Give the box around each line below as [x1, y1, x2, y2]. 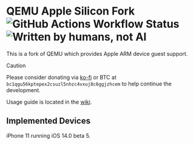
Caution [6, 62, 26, 69]
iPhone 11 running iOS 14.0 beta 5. [6, 132, 91, 139]
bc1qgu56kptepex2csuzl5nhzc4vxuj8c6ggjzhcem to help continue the [6, 80, 172, 87]
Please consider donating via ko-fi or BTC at [6, 73, 117, 81]
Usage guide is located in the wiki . [6, 98, 92, 106]
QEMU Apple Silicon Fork [6, 4, 135, 18]
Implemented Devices [6, 116, 91, 126]
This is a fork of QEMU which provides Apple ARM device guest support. [6, 50, 188, 57]
